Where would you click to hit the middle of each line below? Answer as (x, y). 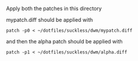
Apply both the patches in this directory (54, 9)
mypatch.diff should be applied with (50, 20)
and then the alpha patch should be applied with (65, 41)
